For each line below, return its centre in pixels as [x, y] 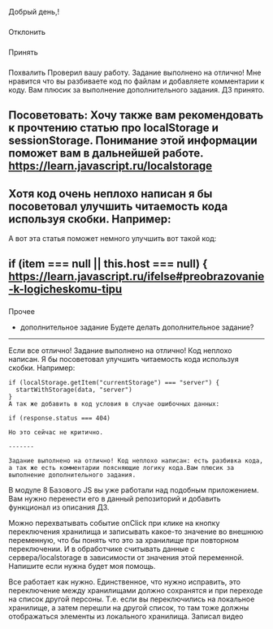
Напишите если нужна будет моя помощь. [82, 567]
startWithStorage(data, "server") [74, 390]
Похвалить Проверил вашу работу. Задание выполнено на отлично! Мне [135, 72]
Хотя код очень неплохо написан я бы [110, 194]
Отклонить [27, 32]
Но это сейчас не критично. [56, 433]
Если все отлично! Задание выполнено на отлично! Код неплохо [120, 351]
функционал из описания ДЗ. [59, 507]
